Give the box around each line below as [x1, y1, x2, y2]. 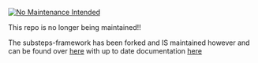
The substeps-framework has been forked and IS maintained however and [8, 38, 250, 47]
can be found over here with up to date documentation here [8, 46, 203, 55]
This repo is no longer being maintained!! [8, 23, 142, 31]
